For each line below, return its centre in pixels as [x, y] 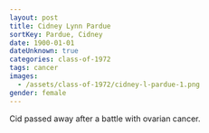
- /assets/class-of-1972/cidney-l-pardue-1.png [109, 84]
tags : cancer [34, 68]
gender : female [38, 93]
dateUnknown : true [44, 51]
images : [24, 76]
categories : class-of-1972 [60, 59]
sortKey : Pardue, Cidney [56, 34]
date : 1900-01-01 [42, 43]
